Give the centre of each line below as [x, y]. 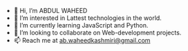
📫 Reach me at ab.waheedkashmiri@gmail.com [82, 40]
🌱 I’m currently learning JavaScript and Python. [81, 25]
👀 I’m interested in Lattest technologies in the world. [88, 18]
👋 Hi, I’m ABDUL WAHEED [50, 11]
